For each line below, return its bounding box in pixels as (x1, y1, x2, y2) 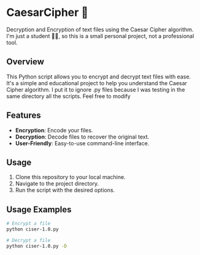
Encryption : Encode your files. (15, 126, 93, 134)
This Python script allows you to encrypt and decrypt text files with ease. (6, 73, 191, 80)
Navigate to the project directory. (15, 180, 99, 188)
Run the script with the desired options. (15, 186, 115, 194)
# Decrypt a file (6, 237, 51, 243)
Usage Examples (6, 204, 72, 215)
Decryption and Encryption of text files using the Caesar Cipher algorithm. (6, 26, 194, 33)
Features (6, 110, 41, 121)
